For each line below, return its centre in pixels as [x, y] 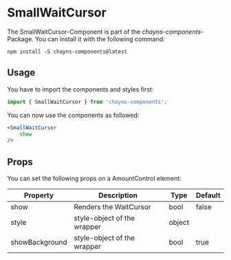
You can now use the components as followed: [73, 115]
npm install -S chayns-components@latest [67, 52]
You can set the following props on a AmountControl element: [95, 178]
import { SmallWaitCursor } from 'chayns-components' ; [87, 102]
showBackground [39, 242]
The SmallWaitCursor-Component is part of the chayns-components [104, 32]
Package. [21, 39]
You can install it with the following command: [100, 39]
